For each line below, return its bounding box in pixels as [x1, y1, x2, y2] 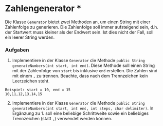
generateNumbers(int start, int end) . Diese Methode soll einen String [12, 63, 155, 68]
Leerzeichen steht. [12, 78, 50, 84]
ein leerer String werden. [5, 34, 55, 40]
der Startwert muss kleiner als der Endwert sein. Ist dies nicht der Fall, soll [5, 29, 154, 35]
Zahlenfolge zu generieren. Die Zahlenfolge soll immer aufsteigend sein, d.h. [5, 24, 158, 30]
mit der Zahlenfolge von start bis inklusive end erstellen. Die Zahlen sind [12, 68, 158, 74]
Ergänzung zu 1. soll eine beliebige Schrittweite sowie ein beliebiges [12, 110, 149, 116]
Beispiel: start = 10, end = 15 [5, 88, 71, 93]
